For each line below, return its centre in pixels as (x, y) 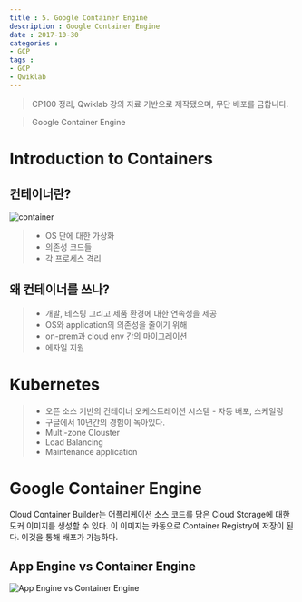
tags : (22, 60)
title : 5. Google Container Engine (78, 18)
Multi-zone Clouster (83, 432)
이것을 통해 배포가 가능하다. (70, 538)
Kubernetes (55, 385)
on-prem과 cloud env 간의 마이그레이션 (116, 336)
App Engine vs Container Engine (103, 566)
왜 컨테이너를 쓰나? (60, 290)
